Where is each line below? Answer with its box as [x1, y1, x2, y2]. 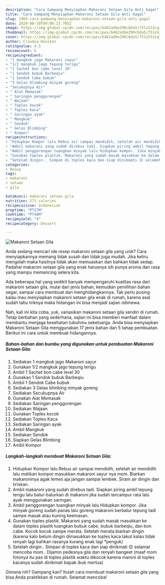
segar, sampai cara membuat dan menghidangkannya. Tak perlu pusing [5, 289, 150, 295]
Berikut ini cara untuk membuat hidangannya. [5, 330, 97, 336]
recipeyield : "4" [5, 217, 41, 222]
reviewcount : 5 [5, 48, 37, 53]
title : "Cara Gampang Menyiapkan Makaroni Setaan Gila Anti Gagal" [5, 12, 146, 17]
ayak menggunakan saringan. [12, 497, 72, 503]
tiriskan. [12, 481, 29, 487]
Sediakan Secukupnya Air [12, 390, 65, 396]
